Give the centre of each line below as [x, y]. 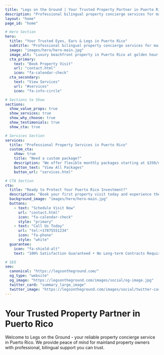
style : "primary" [36, 222]
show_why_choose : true [32, 118]
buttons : [18, 203]
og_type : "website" [29, 276]
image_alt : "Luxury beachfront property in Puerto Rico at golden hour [84, 55]
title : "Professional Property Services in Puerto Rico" [69, 145]
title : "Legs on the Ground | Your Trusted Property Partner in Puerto [79, 10]
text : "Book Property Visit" [43, 64]
